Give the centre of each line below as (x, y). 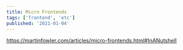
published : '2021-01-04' (38, 23)
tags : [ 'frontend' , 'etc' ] (41, 18)
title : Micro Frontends (37, 12)
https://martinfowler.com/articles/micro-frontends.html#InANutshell (91, 41)
